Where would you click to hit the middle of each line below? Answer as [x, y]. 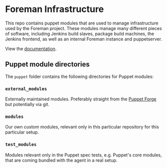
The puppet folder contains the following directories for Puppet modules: [79, 76]
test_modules [21, 144]
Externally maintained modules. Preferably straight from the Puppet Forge [81, 99]
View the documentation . [31, 48]
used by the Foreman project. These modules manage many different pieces [83, 28]
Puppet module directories [47, 64]
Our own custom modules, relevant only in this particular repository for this [82, 127]
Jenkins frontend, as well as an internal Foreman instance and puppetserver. [84, 39]
